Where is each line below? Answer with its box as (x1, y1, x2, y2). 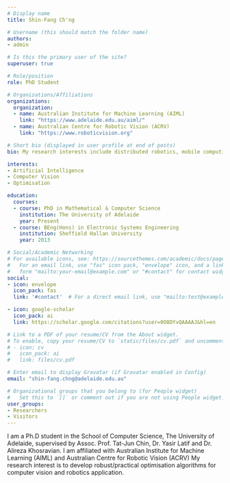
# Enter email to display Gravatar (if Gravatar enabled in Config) (7, 369, 207, 376)
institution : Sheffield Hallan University (19, 230, 142, 237)
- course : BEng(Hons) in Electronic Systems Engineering (13, 224, 179, 231)
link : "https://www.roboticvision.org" (19, 129, 133, 136)
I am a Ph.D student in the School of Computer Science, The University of (7, 432, 215, 441)
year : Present (19, 217, 60, 225)
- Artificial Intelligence (7, 167, 84, 174)
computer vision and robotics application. (7, 469, 125, 477)
